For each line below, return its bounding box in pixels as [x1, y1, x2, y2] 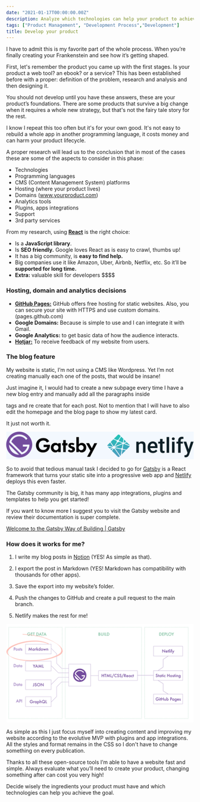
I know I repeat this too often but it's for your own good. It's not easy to [6, 124, 180, 131]
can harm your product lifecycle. [6, 137, 86, 144]
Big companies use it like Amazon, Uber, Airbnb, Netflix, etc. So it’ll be [14, 259, 187, 266]
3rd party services [14, 217, 61, 224]
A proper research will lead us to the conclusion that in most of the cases [6, 149, 186, 156]
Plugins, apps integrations [14, 204, 79, 211]
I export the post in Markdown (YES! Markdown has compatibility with [14, 565, 186, 572]
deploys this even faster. [6, 478, 67, 485]
